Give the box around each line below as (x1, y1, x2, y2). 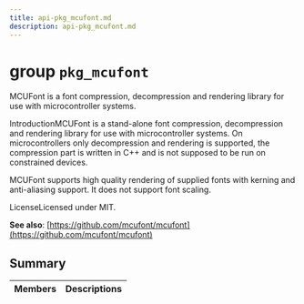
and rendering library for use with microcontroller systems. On (9, 128, 243, 139)
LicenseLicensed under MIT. (9, 202, 117, 213)
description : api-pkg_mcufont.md (9, 22, 137, 31)
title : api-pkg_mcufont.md (9, 13, 112, 23)
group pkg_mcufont (9, 61, 149, 82)
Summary (9, 256, 66, 271)
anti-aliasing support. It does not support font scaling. (9, 184, 212, 196)
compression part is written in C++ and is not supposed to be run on (9, 147, 267, 158)
